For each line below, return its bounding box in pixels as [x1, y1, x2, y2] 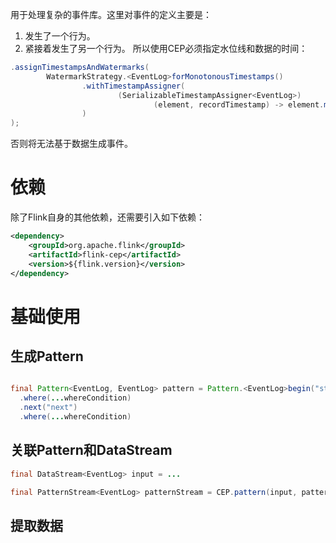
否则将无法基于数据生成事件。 [10, 138, 133, 150]
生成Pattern [10, 348, 84, 365]
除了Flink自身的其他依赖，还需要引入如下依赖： [10, 211, 205, 223]
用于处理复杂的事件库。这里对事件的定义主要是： [10, 9, 212, 20]
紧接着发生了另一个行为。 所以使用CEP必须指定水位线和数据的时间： [24, 43, 308, 54]
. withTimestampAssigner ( [81, 81, 186, 91]
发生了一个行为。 [24, 30, 96, 42]
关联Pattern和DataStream [10, 442, 173, 459]
